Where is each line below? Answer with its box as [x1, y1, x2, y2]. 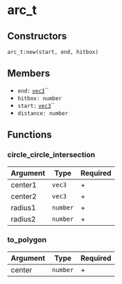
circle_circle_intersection [7, 150, 96, 160]
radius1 [11, 203, 36, 212]
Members [7, 67, 50, 79]
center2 [11, 191, 37, 201]
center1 [11, 180, 37, 189]
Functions [7, 129, 53, 141]
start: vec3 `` [17, 101, 55, 109]
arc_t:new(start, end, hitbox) [7, 48, 99, 55]
